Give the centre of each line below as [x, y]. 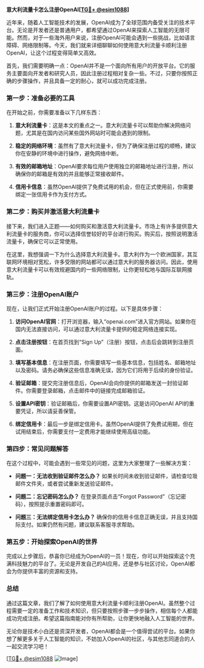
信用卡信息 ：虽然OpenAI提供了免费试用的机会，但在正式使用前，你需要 [104, 187]
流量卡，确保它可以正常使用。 [43, 241]
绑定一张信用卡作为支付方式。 [52, 194]
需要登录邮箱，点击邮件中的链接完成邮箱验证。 [90, 390]
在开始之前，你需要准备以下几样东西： [54, 112]
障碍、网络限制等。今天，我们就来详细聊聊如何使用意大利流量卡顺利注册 [97, 45]
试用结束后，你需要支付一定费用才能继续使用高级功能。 [84, 431]
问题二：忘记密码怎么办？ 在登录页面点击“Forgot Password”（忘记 [98, 497]
